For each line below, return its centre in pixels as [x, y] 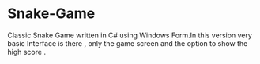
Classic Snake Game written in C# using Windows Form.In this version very [130, 35]
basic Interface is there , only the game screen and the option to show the [128, 43]
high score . [27, 52]
